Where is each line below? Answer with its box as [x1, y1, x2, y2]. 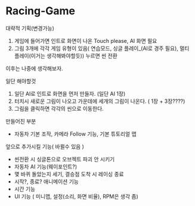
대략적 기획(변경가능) [5, 24, 55, 32]
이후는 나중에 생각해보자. [5, 64, 63, 72]
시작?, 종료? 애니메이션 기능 [14, 177, 79, 185]
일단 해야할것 [5, 77, 36, 85]
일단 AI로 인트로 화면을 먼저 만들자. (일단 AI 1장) [14, 90, 126, 97]
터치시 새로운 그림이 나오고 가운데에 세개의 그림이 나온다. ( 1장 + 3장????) [14, 97, 185, 105]
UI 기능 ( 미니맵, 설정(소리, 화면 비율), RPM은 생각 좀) [14, 192, 138, 200]
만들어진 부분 [5, 117, 36, 124]
